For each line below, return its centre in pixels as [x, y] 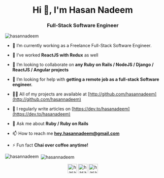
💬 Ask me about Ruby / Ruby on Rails [50, 124]
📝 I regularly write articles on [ [43, 109]
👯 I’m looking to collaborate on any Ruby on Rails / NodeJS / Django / [83, 65]
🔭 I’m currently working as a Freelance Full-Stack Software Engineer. [82, 46]
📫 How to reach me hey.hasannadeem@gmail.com [66, 133]
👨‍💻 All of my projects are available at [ [51, 94]
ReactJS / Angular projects [40, 70]
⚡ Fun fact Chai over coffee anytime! [50, 145]
